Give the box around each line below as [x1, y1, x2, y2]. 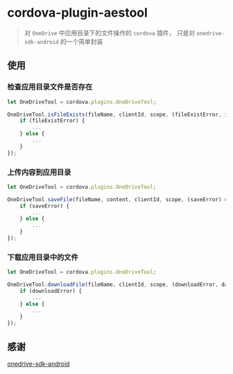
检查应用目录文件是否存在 [7, 82, 93, 92]
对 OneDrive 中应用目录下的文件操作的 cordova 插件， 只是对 [24, 28, 196, 37]
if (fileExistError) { [19, 117, 85, 124]
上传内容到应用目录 [7, 167, 71, 177]
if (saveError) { [19, 203, 70, 210]
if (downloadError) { [19, 287, 82, 294]
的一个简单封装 [60, 37, 103, 46]
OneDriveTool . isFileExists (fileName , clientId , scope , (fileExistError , [7, 111, 222, 118]
